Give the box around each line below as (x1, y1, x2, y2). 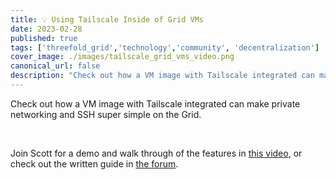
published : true (10, 33, 78, 43)
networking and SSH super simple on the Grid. (10, 108, 202, 120)
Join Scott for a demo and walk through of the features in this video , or (10, 147, 303, 159)
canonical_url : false (10, 61, 101, 71)
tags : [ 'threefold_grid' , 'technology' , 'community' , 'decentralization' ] (10, 42, 320, 53)
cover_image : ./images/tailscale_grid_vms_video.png (10, 52, 235, 62)
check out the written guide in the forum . (10, 157, 179, 170)
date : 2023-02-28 (10, 24, 83, 34)
